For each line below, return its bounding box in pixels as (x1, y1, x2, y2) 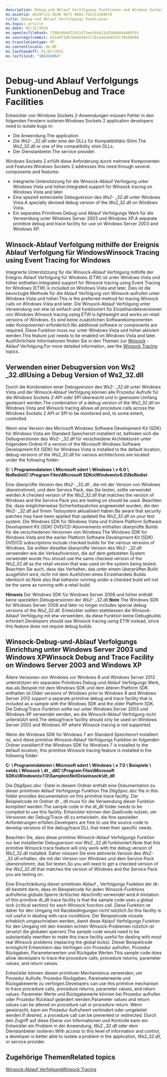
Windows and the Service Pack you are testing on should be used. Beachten (5, 497, 162, 503)
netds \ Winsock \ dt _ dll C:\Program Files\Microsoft (5, 767, 114, 774)
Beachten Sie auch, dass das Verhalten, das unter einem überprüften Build (5, 566, 158, 572)
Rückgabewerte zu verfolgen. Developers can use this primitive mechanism (5, 980, 159, 986)
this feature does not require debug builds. (5, 623, 93, 629)
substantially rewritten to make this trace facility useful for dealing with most (5, 934, 162, 940)
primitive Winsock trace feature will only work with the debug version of (5, 845, 153, 851)
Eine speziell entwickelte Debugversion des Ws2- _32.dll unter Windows (12, 195, 161, 200)
